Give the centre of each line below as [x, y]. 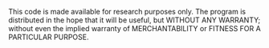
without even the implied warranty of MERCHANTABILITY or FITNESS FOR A [134, 28]
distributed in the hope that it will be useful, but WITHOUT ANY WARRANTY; [134, 20]
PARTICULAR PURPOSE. [49, 37]
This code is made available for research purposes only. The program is [127, 12]
